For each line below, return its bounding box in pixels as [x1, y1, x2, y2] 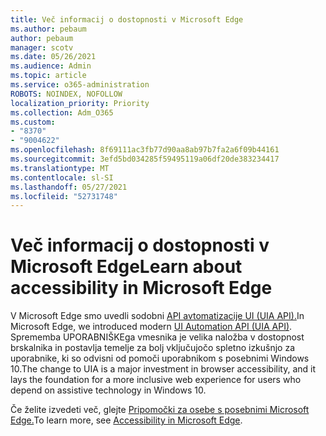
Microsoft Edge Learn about [10, 256, 243, 278]
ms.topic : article [10, 71, 87, 81]
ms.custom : [10, 117, 56, 127]
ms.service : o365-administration [10, 80, 150, 90]
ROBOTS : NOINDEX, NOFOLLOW [10, 89, 123, 99]
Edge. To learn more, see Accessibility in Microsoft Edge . [10, 414, 243, 426]
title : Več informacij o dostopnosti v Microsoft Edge [10, 14, 244, 25]
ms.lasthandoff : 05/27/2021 [10, 182, 128, 192]
